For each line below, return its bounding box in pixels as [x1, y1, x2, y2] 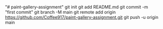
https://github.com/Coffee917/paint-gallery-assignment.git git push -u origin [5, 14, 159, 20]
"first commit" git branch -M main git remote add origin [5, 9, 116, 15]
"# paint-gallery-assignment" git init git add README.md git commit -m [5, 4, 148, 10]
